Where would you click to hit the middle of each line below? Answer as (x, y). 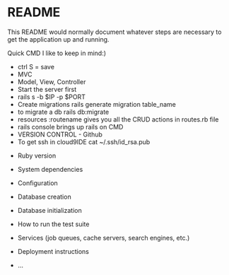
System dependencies (50, 169)
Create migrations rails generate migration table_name (97, 104)
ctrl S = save (36, 66)
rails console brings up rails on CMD (70, 127)
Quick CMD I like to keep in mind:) (57, 53)
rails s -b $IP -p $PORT (52, 97)
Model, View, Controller (52, 81)
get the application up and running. (58, 39)
